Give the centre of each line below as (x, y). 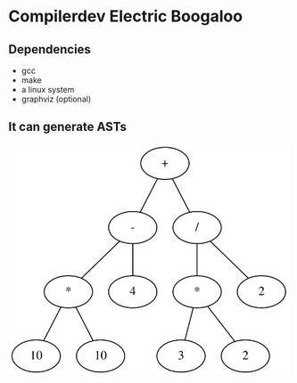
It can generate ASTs (67, 127)
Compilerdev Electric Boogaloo (125, 16)
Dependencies (49, 49)
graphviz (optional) (56, 99)
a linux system (48, 90)
